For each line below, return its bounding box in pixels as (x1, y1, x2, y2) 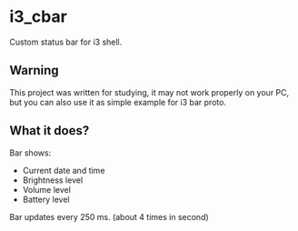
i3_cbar (9, 6, 68, 27)
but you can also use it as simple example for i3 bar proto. (9, 96, 227, 107)
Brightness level (22, 175, 84, 186)
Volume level (22, 184, 71, 195)
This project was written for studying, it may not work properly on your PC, (9, 86, 290, 97)
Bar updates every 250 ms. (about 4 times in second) (9, 211, 209, 222)
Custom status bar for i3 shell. (9, 36, 123, 47)
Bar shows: (9, 147, 52, 158)
